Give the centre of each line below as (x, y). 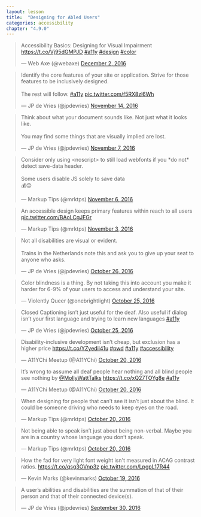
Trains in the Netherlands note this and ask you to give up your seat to (107, 253)
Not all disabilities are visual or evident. (69, 241)
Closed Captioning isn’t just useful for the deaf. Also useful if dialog (104, 313)
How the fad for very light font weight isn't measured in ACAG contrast (108, 460)
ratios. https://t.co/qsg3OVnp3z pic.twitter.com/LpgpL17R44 (95, 467)
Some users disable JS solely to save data (73, 179)
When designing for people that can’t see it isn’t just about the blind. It (107, 401)
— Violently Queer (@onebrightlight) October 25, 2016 (88, 301)
